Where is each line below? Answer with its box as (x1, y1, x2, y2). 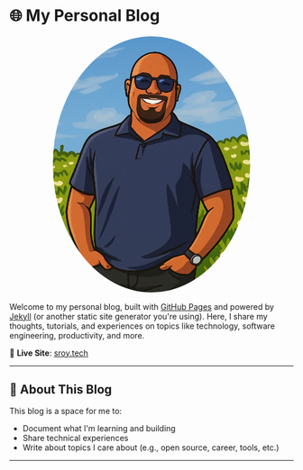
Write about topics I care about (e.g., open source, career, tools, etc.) (22, 442, 280, 453)
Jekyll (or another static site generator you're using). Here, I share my (9, 311, 268, 321)
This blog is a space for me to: (9, 406, 123, 417)
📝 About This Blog (9, 382, 113, 397)
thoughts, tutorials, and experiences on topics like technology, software (9, 321, 275, 331)
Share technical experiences (22, 433, 129, 444)
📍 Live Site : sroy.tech (9, 348, 88, 358)
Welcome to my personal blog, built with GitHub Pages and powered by (9, 301, 275, 312)
